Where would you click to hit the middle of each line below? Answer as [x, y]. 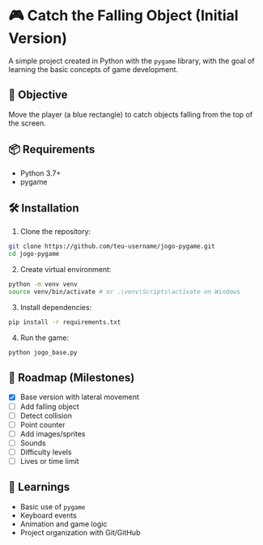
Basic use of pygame [53, 506]
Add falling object [49, 407]
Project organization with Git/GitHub [80, 532]
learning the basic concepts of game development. [93, 69]
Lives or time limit [49, 461]
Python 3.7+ [40, 173]
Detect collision [46, 415]
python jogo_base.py [43, 352]
